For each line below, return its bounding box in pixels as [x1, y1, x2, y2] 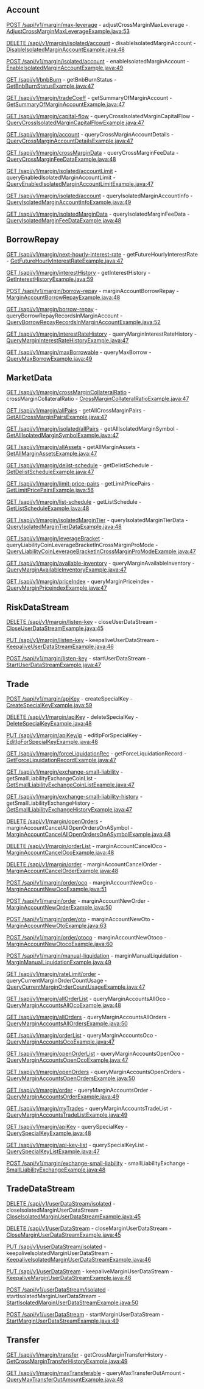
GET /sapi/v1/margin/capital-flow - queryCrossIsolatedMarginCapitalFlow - [6, 112, 195, 119]
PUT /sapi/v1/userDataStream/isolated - [6, 1243, 107, 1250]
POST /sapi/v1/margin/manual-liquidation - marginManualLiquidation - [6, 952, 183, 960]
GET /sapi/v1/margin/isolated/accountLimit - [6, 167, 118, 174]
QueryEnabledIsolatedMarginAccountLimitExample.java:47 [6, 180, 154, 188]
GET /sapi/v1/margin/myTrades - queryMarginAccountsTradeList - [6, 1105, 172, 1112]
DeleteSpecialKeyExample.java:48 [6, 720, 93, 727]
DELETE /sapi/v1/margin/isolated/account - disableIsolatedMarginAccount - [6, 39, 196, 46]
